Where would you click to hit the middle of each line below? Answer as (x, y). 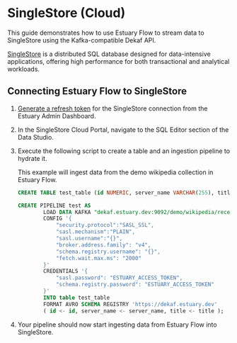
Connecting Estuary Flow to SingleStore (97, 91)
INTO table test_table (77, 298)
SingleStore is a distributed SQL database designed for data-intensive (109, 54)
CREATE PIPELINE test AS (54, 206)
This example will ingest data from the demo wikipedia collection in (115, 172)
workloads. (24, 69)
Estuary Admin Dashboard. (57, 116)
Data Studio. (36, 137)
